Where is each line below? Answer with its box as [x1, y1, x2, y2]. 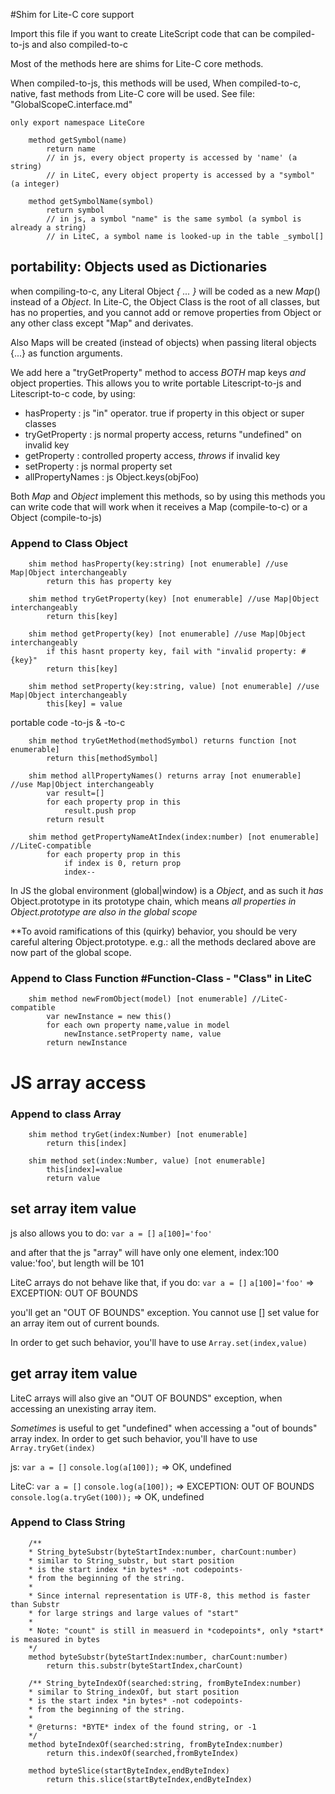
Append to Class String [10, 1515, 126, 1529]
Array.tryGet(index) [10, 1443, 97, 1453]
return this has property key [46, 577, 172, 587]
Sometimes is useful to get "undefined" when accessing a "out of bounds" [10, 1422, 318, 1434]
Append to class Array [10, 1107, 122, 1121]
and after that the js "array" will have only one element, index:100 [10, 1246, 280, 1258]
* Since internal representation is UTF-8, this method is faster [28, 1590, 311, 1601]
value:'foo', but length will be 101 [10, 1257, 145, 1269]
